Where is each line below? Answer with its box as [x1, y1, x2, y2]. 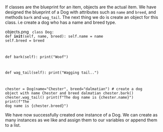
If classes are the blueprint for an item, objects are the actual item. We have [5, 4, 157, 10]
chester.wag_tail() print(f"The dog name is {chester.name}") [5, 95, 134, 100]
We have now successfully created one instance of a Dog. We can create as [5, 112, 158, 117]
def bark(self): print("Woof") [5, 54, 69, 59]
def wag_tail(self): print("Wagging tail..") [5, 70, 99, 75]
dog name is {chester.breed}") [5, 103, 69, 108]
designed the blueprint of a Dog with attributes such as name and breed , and [5, 9, 156, 15]
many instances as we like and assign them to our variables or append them [5, 117, 158, 123]
